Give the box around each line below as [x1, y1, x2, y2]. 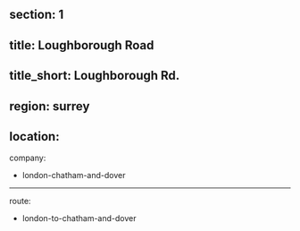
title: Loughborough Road [9, 38, 154, 53]
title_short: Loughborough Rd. [9, 68, 180, 83]
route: [9, 196, 31, 207]
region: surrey [9, 98, 90, 114]
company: [9, 152, 46, 164]
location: [9, 129, 60, 144]
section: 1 [9, 7, 64, 22]
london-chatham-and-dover [21, 170, 126, 181]
